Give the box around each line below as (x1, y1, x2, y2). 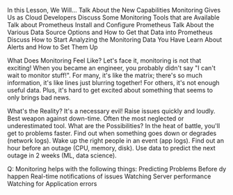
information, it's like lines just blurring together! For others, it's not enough (7, 79, 220, 86)
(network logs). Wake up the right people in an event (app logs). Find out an (7, 136, 225, 145)
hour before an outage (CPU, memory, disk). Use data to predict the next (7, 144, 216, 152)
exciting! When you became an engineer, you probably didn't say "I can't (7, 64, 216, 72)
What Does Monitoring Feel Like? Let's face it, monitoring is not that (7, 56, 202, 65)
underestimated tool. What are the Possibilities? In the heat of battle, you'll (7, 122, 220, 130)
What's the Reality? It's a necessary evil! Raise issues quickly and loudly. (7, 107, 216, 115)
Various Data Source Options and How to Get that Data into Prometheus (7, 28, 214, 36)
